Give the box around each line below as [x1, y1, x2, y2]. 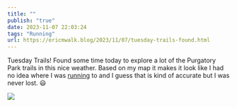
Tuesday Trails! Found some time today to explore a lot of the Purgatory [7, 56, 216, 64]
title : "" [7, 10, 37, 18]
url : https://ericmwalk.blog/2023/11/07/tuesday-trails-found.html [7, 37, 211, 44]
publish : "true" [7, 17, 55, 24]
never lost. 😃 [7, 79, 47, 87]
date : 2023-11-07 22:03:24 [7, 23, 87, 30]
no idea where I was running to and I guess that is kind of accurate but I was [7, 72, 230, 80]
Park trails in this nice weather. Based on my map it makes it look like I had [7, 64, 224, 72]
